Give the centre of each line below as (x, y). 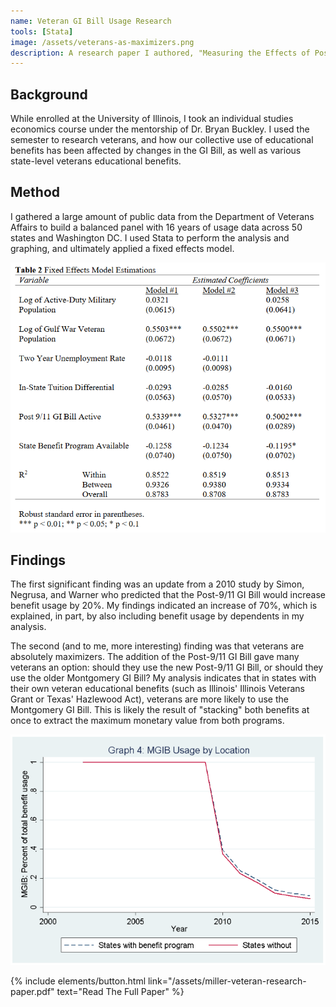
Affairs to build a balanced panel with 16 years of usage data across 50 (156, 227)
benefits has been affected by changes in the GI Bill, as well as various (156, 151)
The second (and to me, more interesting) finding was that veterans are (157, 646)
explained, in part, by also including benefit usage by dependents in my (157, 616)
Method (35, 192)
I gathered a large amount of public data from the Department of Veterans (162, 216)
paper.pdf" (32, 991)
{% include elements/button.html (78, 981)
